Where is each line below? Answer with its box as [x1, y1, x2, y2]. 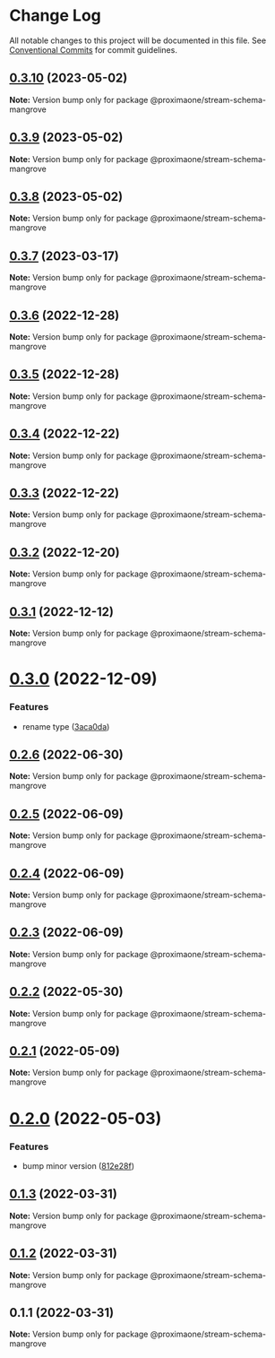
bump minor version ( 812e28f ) [21, 1160, 135, 1171]
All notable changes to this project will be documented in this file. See [9, 35, 267, 46]
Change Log [9, 5, 101, 26]
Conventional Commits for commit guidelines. [9, 44, 177, 55]
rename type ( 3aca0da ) [21, 721, 110, 731]
